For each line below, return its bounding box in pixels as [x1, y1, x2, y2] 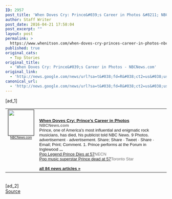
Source [5, 188, 20, 194]
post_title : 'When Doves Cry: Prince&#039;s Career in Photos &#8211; [5, 12, 159, 17]
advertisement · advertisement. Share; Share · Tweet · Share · [39, 137, 155, 142]
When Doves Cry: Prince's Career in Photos [39, 118, 130, 123]
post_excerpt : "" [5, 27, 42, 32]
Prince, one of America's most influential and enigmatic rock [39, 127, 149, 133]
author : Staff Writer [5, 17, 52, 22]
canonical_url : [5, 79, 38, 84]
